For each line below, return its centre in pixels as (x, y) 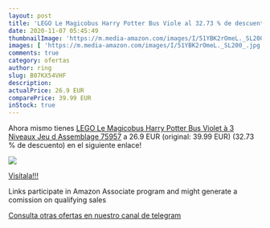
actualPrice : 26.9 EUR (46, 90)
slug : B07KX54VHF (37, 75)
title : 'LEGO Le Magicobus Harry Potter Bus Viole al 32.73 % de (120, 23)
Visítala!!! (23, 176)
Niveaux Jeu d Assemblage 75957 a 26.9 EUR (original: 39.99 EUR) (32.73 (131, 136)
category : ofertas (39, 61)
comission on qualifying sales (57, 200)
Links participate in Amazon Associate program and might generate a (123, 191)
